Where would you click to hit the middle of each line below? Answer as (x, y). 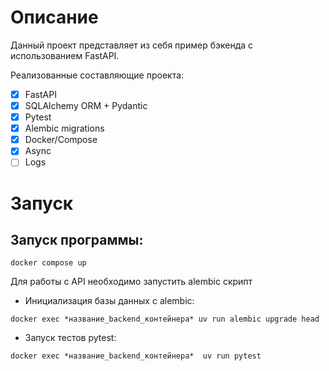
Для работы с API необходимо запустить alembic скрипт (131, 282)
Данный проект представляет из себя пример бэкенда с (132, 45)
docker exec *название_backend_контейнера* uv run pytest (136, 356)
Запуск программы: (77, 239)
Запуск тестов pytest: (70, 338)
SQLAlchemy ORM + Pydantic (86, 105)
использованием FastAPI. (65, 55)
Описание (54, 17)
